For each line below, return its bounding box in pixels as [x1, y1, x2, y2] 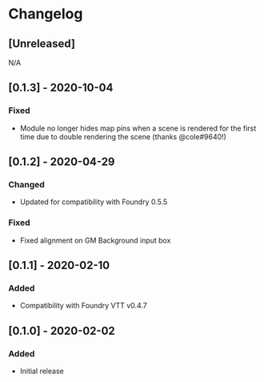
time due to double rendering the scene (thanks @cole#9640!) [19, 131, 226, 141]
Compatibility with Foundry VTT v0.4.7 [19, 301, 148, 311]
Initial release [19, 366, 64, 376]
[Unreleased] [8, 37, 76, 50]
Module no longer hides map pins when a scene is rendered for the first [19, 123, 257, 133]
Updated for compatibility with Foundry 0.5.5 [19, 197, 168, 207]
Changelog [8, 5, 83, 23]
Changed [8, 179, 46, 190]
